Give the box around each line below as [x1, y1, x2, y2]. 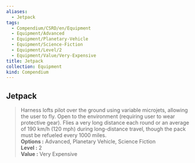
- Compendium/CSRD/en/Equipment [11, 25, 92, 31]
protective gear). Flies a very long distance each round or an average [20, 119, 190, 126]
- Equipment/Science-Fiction [11, 42, 83, 48]
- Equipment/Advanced [11, 31, 65, 37]
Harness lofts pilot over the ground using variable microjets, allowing [20, 107, 188, 114]
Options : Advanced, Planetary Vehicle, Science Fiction [20, 138, 156, 145]
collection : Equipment [6, 63, 62, 70]
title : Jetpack [6, 58, 44, 64]
